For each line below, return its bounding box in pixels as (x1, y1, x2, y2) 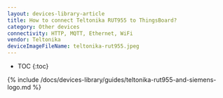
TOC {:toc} (17, 62, 49, 70)
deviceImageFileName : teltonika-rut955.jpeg (7, 43, 140, 50)
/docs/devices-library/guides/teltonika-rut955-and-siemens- (40, 76, 217, 84)
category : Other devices (7, 23, 80, 30)
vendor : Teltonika (7, 36, 61, 43)
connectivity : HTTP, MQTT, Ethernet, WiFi (7, 29, 133, 37)
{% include (7, 76, 39, 84)
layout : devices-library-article (7, 10, 105, 17)
